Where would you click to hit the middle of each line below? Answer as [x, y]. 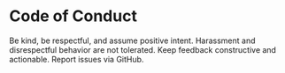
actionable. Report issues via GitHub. [77, 59]
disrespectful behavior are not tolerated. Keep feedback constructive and [143, 49]
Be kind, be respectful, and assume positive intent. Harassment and [132, 40]
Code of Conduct [73, 16]
